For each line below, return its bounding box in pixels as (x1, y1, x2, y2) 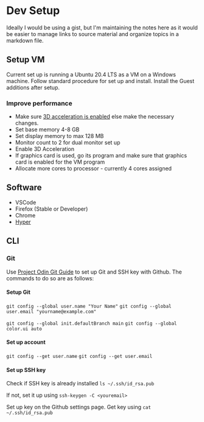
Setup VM (6, 54, 45, 65)
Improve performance (6, 99, 72, 107)
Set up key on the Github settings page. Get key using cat (6, 404, 151, 411)
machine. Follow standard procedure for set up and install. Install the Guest (6, 77, 195, 84)
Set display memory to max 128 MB (15, 133, 104, 140)
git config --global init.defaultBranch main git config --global (6, 320, 177, 327)
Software (6, 183, 42, 193)
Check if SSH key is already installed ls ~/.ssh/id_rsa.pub (6, 380, 154, 387)
